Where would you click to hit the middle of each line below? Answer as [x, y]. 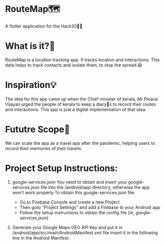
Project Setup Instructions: [62, 168]
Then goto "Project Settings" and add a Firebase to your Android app [90, 207]
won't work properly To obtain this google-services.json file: [74, 192]
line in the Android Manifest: [41, 238]
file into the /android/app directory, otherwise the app [95, 187]
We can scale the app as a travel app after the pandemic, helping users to [80, 143]
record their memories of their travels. [44, 148]
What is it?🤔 [30, 46]
